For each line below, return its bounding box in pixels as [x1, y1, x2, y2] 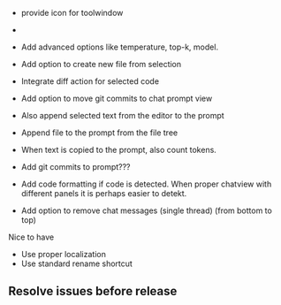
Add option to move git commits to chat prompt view [20, 93, 213, 103]
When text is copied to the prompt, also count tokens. [20, 145, 217, 155]
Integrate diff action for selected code [20, 76, 160, 87]
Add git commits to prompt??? [20, 162, 131, 172]
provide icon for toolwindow [20, 8, 124, 18]
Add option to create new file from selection [20, 59, 182, 69]
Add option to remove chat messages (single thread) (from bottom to [20, 205, 273, 216]
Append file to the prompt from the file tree [20, 127, 178, 138]
